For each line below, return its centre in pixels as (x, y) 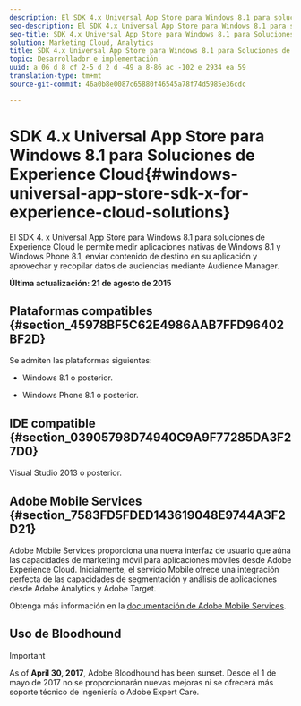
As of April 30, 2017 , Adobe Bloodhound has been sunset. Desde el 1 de (143, 673)
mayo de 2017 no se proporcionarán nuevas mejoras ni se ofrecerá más (142, 682)
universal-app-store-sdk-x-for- (129, 193)
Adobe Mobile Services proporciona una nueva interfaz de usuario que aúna (150, 550)
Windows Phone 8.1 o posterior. (80, 396)
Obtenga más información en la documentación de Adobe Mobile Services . (148, 606)
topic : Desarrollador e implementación (84, 59)
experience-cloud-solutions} (120, 212)
